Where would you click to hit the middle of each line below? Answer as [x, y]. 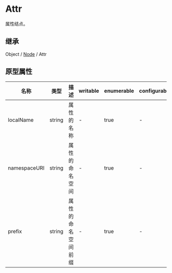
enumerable [119, 91]
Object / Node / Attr [26, 54]
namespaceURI [26, 168]
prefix [15, 231]
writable [89, 91]
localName [21, 120]
